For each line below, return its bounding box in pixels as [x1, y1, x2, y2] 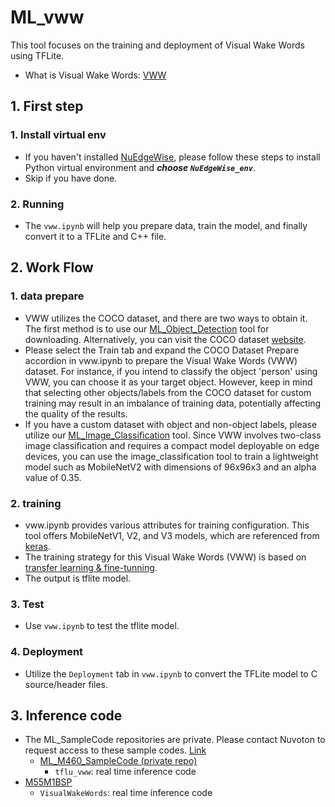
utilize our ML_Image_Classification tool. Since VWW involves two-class [24, 429, 322, 441]
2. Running [10, 197, 65, 211]
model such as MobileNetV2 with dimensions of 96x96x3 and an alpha [24, 461, 317, 473]
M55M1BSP [24, 776, 73, 788]
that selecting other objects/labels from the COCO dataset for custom [24, 386, 312, 398]
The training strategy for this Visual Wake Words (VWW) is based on [24, 551, 307, 563]
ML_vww [10, 6, 85, 29]
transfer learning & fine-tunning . [24, 561, 158, 573]
